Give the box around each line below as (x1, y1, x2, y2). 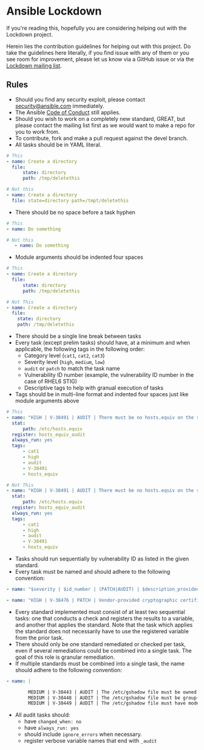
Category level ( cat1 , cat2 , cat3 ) (24, 352, 105, 359)
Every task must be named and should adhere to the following (15, 568, 171, 575)
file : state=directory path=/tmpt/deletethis (12, 198, 129, 204)
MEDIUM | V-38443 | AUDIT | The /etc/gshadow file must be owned (28, 689, 197, 695)
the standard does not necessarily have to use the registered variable (15, 627, 189, 635)
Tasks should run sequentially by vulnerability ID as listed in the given (15, 555, 189, 562)
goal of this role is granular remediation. (15, 653, 115, 661)
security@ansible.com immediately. (15, 102, 104, 109)
